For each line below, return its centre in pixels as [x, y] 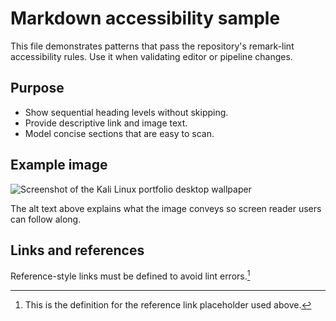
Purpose [37, 88]
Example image [59, 165]
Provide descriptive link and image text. [106, 123]
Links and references [77, 250]
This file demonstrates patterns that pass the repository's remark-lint [152, 46]
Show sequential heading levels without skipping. [126, 112]
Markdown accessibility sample [145, 18]
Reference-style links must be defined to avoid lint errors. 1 [130, 275]
